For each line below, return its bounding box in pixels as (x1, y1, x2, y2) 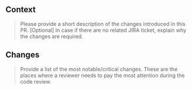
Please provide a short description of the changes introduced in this (19, 20, 186, 27)
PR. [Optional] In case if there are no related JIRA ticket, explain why (19, 26, 187, 34)
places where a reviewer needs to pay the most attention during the (19, 72, 185, 79)
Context (5, 5, 36, 15)
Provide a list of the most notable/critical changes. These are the (19, 65, 178, 72)
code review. (19, 78, 51, 85)
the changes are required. (19, 32, 83, 40)
